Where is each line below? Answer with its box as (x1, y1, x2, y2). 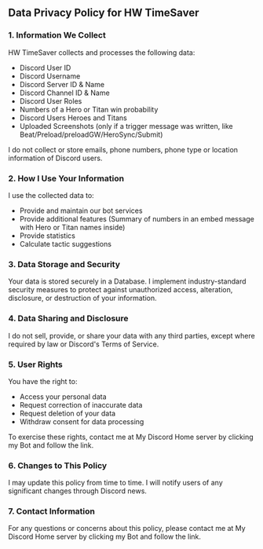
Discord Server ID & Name (19, 79, 104, 89)
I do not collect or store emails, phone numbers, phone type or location (8, 145, 238, 154)
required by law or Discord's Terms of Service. (8, 339, 159, 349)
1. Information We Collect (8, 30, 106, 41)
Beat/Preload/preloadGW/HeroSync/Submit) (19, 130, 163, 139)
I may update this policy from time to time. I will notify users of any (8, 478, 224, 488)
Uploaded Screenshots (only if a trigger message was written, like (19, 121, 233, 130)
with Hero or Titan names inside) (19, 222, 126, 232)
